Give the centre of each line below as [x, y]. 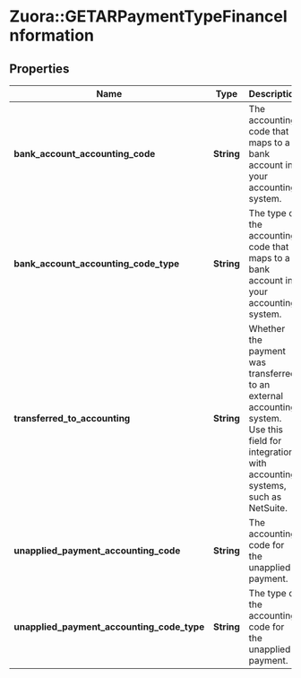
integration [271, 452]
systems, [267, 486]
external [266, 396]
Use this [266, 430]
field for [265, 441]
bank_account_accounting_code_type [97, 264]
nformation [52, 35]
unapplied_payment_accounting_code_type [109, 627]
